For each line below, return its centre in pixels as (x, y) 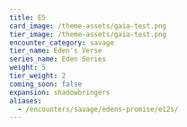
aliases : (26, 101)
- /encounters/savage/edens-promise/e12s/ (98, 109)
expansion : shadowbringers (60, 92)
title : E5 (28, 17)
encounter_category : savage (62, 42)
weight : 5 (28, 68)
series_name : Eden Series (58, 59)
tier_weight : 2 (38, 76)
